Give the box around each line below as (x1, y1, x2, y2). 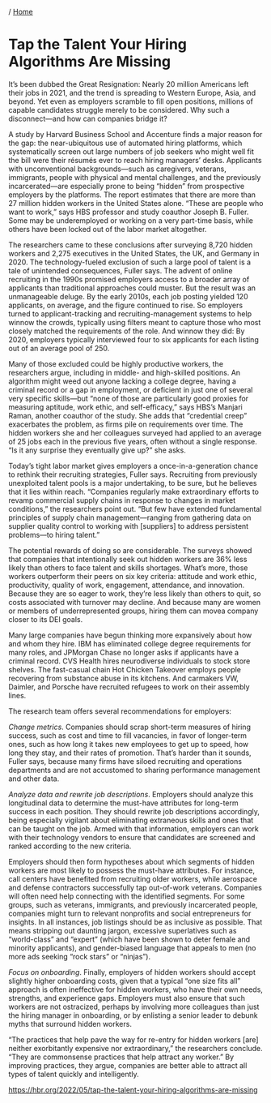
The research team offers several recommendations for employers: (8, 706, 232, 716)
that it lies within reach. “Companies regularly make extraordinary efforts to (8, 487, 259, 496)
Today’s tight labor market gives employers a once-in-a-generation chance (8, 461, 259, 470)
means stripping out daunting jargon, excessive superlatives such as (8, 925, 237, 935)
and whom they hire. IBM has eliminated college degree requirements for (8, 638, 252, 648)
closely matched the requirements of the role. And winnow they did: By (8, 326, 245, 336)
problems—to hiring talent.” (8, 530, 100, 539)
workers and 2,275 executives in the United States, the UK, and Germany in (8, 248, 260, 258)
